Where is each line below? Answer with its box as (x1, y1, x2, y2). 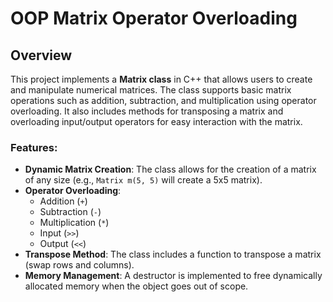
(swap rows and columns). (24, 259, 135, 271)
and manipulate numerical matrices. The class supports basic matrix (10, 84, 292, 96)
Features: (10, 140, 58, 154)
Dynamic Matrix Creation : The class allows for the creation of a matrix (24, 163, 317, 176)
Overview (10, 47, 73, 64)
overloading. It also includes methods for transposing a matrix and (10, 105, 284, 117)
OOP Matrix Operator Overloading (10, 7, 298, 30)
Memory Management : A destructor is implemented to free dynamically (24, 270, 323, 282)
